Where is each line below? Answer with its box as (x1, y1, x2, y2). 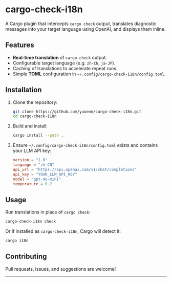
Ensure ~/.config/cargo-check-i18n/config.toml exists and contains (12, 142, 158, 148)
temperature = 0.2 (12, 181, 52, 186)
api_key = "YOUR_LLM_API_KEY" (12, 171, 78, 177)
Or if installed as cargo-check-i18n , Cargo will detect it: (5, 228, 121, 234)
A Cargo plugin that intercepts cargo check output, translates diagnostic (5, 20, 157, 27)
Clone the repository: (12, 99, 58, 105)
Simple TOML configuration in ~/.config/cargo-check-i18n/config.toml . (12, 71, 166, 77)
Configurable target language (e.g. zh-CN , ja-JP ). (12, 60, 116, 66)
